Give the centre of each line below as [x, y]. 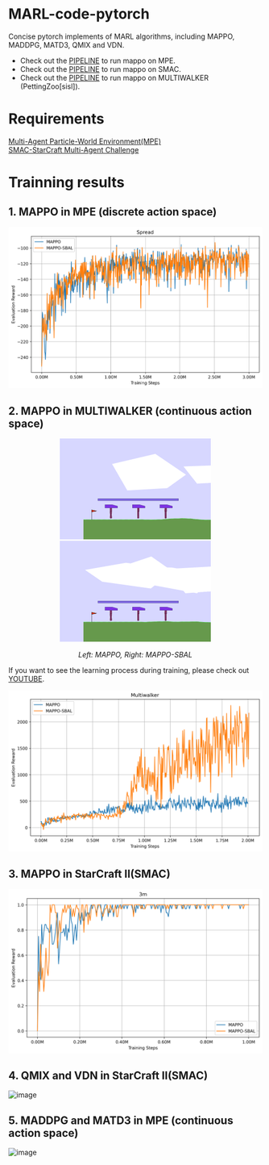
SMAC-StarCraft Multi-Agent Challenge [74, 149]
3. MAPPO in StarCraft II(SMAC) [89, 874]
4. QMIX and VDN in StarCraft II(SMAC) [108, 1075]
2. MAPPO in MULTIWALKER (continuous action [130, 411]
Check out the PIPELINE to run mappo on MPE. [97, 61]
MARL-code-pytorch [79, 14]
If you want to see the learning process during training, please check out [129, 670]
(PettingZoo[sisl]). [50, 86]
